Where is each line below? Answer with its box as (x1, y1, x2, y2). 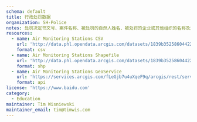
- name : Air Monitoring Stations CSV (11, 36, 104, 42)
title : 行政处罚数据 (6, 14, 51, 20)
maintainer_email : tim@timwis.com (6, 107, 91, 113)
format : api (16, 80, 46, 86)
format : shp (16, 63, 46, 69)
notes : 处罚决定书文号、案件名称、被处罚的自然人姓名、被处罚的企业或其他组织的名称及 (6, 25, 191, 31)
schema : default (6, 8, 46, 15)
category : (6, 90, 30, 96)
